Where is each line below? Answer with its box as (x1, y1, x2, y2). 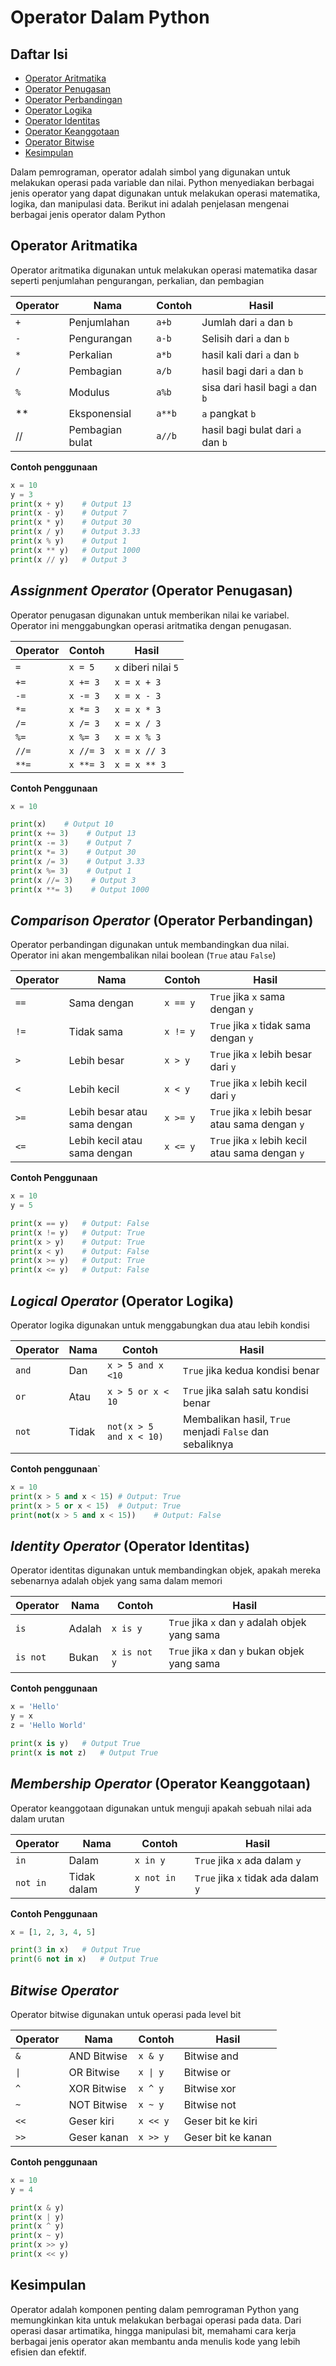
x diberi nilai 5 (114, 660, 180, 674)
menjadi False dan (183, 1425, 270, 1438)
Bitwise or (183, 2065, 232, 2079)
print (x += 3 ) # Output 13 (10, 829, 137, 839)
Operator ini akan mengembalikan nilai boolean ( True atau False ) (10, 949, 277, 961)
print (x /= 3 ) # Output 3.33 (10, 856, 145, 866)
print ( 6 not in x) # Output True (10, 1954, 159, 1965)
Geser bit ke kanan (183, 2130, 272, 2144)
